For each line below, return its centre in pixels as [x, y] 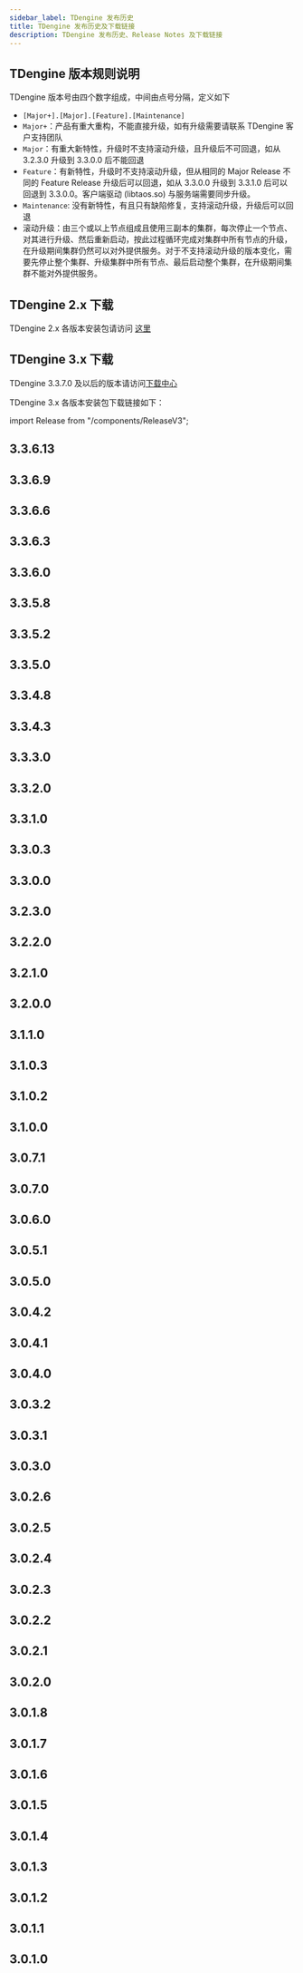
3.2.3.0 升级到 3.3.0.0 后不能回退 [83, 160]
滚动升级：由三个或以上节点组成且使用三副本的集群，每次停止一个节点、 [157, 228]
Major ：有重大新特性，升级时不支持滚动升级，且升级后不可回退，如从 [151, 149]
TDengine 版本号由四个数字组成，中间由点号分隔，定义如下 [120, 97]
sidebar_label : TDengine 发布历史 [71, 18]
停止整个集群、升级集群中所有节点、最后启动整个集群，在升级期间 [161, 262]
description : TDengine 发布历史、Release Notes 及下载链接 [116, 34]
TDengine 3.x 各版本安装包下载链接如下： [87, 402]
